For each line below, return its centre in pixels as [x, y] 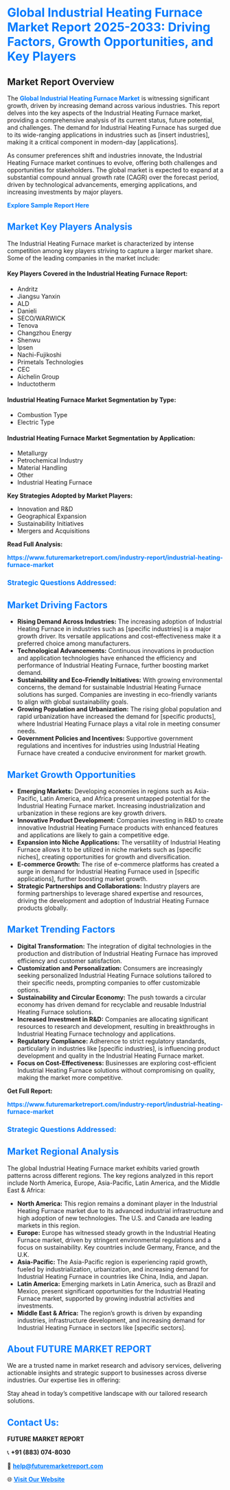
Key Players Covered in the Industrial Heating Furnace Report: [97, 274]
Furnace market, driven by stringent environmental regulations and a [114, 1240]
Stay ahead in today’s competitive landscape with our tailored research [107, 1394]
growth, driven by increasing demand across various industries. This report [114, 105]
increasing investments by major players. [65, 192]
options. [28, 990]
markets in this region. [48, 1225]
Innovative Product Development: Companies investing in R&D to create [120, 820]
